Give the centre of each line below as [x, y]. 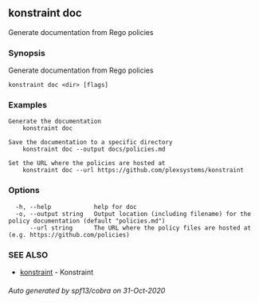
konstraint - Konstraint [57, 272]
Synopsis [27, 53]
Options [24, 191]
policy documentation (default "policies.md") [87, 221]
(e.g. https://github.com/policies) [69, 234]
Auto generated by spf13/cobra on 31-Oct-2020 [87, 290]
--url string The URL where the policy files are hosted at [140, 228]
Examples [28, 105]
